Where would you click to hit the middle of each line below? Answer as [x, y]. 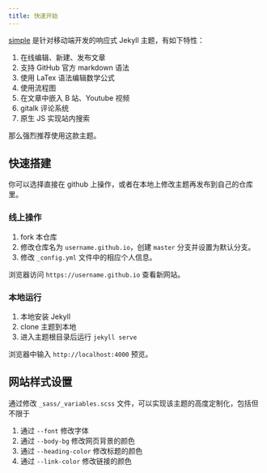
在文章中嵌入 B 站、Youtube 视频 [75, 97]
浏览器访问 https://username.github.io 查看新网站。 [97, 274]
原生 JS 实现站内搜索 [55, 118]
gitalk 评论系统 [44, 108]
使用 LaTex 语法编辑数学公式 [67, 77]
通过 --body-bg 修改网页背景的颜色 [78, 441]
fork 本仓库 [39, 237]
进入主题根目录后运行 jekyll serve [78, 337]
